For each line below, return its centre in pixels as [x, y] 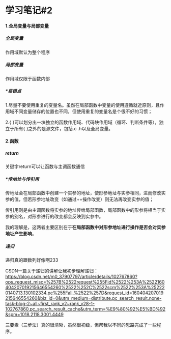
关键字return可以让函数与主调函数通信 [45, 166]
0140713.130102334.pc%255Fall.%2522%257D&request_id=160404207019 [84, 293]
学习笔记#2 [29, 10]
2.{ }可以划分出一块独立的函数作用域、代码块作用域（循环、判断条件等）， [82, 122]
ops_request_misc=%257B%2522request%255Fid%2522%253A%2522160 [85, 282]
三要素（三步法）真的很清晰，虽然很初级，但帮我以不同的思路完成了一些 [81, 325]
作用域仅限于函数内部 [27, 78]
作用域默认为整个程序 [27, 52]
